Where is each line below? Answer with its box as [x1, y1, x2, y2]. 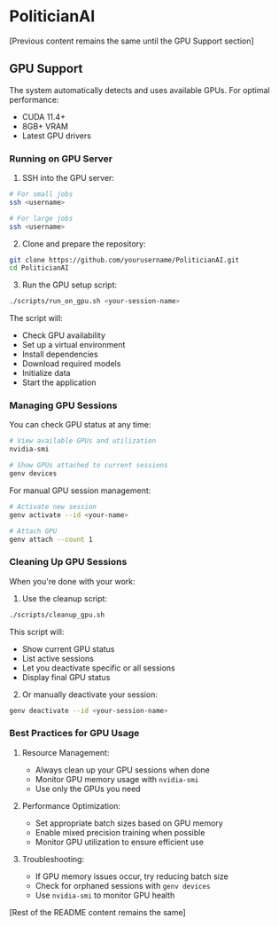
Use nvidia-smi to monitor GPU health [35, 890, 175, 900]
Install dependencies [21, 349, 99, 360]
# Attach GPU [9, 526, 58, 536]
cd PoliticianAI [9, 263, 69, 272]
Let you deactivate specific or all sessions [21, 663, 175, 673]
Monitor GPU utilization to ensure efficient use [35, 836, 204, 847]
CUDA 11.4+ [21, 111, 66, 122]
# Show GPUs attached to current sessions [9, 461, 168, 470]
